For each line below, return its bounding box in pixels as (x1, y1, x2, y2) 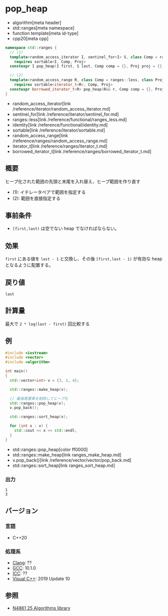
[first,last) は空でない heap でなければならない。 (12, 226, 119, 232)
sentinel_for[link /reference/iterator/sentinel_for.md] (12, 111, 119, 117)
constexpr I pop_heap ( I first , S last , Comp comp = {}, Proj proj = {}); (9, 64, 166, 69)
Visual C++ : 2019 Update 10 (12, 575, 70, 581)
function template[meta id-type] (12, 30, 79, 36)
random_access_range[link (12, 132, 68, 138)
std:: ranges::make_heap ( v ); (9, 387, 68, 392)
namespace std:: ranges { (5, 45, 57, 50)
